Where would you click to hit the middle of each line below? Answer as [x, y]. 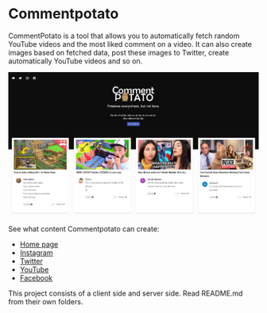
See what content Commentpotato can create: [84, 229]
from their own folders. [46, 302]
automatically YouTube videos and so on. [75, 61]
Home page [39, 244]
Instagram [36, 253]
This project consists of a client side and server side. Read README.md [126, 293]
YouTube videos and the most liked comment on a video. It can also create [130, 44]
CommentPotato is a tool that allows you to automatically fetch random [124, 36]
